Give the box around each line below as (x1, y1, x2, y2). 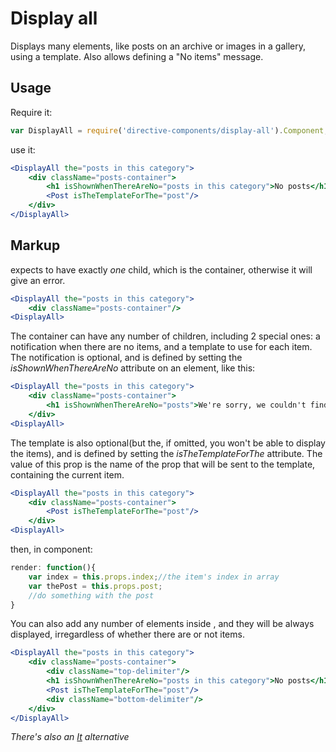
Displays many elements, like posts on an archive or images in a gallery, (10, 40, 306, 52)
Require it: (10, 106, 53, 118)
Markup (10, 237, 61, 254)
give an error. (10, 274, 66, 286)
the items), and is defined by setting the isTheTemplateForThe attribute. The (10, 447, 323, 459)
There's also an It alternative (10, 731, 130, 743)
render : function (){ (10, 563, 97, 573)
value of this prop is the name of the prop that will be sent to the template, (10, 458, 316, 470)
